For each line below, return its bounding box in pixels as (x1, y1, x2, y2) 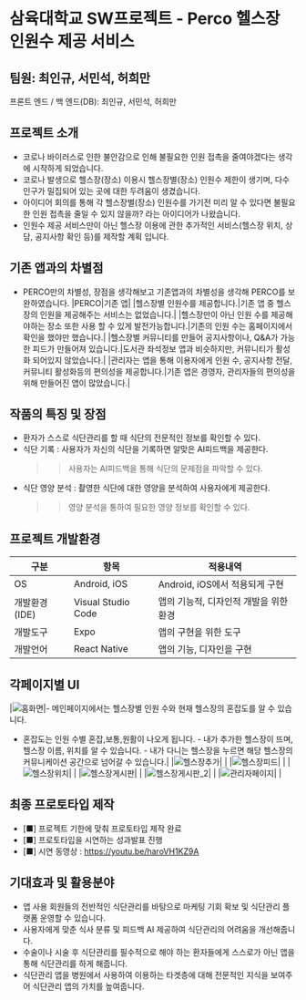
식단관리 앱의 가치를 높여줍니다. (32, 981, 145, 992)
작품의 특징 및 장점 (9, 407, 107, 422)
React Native (73, 643, 129, 655)
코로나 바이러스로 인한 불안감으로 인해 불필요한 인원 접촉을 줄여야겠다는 (22, 151, 276, 162)
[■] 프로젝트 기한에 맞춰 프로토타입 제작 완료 (22, 822, 182, 834)
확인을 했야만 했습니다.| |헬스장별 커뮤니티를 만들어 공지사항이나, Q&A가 (22, 332, 279, 343)
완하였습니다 (22, 297, 68, 308)
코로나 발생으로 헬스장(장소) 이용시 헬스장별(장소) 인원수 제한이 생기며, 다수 (22, 174, 290, 185)
